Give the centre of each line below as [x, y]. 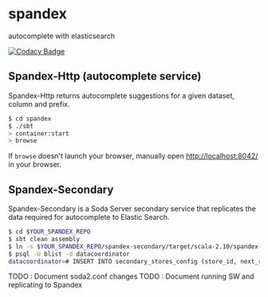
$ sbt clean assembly [44, 239]
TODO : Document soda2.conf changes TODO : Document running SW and [131, 276]
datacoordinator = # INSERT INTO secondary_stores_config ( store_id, [123, 261]
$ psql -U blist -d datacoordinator [69, 254]
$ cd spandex [30, 119]
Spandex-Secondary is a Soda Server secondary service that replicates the [132, 209]
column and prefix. [39, 104]
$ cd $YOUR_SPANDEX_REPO [49, 232]
